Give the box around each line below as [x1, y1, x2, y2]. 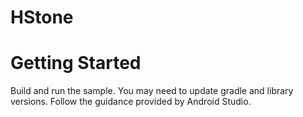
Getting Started [10, 52, 142, 75]
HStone [10, 6, 74, 29]
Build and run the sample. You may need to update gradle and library [10, 85, 294, 97]
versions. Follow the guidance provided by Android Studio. [10, 96, 252, 108]
